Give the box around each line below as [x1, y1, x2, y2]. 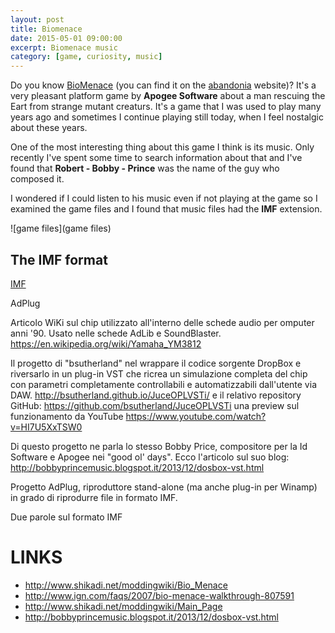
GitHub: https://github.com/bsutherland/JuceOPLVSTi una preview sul [10, 399, 300, 411]
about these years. [10, 122, 88, 134]
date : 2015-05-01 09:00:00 [10, 33, 123, 43]
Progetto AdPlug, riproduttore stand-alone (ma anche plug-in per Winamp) [10, 481, 318, 493]
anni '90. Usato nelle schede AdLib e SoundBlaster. [10, 327, 222, 339]
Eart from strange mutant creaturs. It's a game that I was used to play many [10, 101, 322, 113]
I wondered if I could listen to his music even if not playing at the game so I [10, 192, 318, 205]
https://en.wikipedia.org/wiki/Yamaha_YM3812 [10, 337, 202, 350]
